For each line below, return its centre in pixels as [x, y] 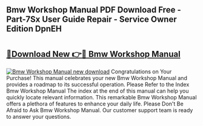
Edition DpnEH [34, 29]
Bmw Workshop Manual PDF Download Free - [94, 10]
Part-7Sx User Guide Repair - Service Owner [92, 20]
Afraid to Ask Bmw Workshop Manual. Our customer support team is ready [100, 110]
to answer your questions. [39, 117]
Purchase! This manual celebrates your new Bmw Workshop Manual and [97, 78]
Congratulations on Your [141, 71]
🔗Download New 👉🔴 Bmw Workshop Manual [93, 54]
